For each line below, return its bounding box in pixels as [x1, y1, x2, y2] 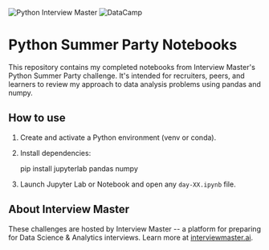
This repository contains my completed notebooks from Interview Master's [8, 62, 255, 72]
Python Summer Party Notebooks [8, 36, 238, 54]
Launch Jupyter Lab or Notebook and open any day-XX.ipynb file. [19, 179, 236, 189]
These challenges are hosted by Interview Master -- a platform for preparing [8, 223, 261, 233]
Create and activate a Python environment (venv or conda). [19, 133, 217, 142]
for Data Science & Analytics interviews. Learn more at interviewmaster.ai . [8, 232, 254, 242]
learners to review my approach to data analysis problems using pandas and [8, 79, 261, 88]
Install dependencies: [19, 148, 92, 158]
